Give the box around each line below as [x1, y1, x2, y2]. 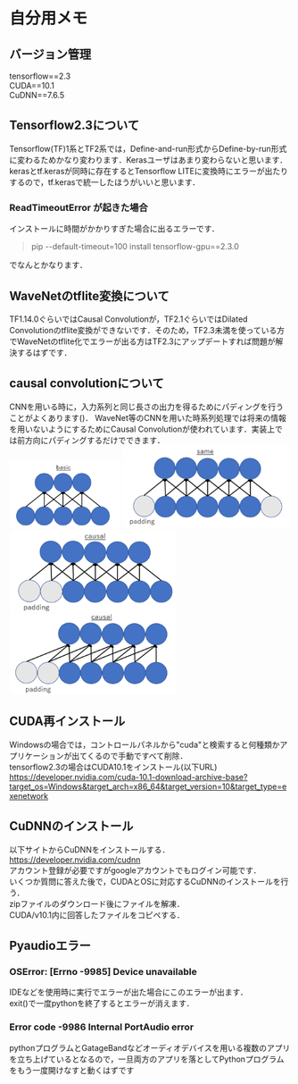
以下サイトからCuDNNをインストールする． [9, 844, 170, 854]
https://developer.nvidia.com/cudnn [9, 854, 141, 865]
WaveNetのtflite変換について [9, 288, 170, 304]
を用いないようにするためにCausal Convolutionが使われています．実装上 [9, 424, 276, 434]
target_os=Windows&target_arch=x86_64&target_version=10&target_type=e [9, 781, 287, 792]
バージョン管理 [9, 46, 92, 62]
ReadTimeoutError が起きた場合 [9, 201, 149, 214]
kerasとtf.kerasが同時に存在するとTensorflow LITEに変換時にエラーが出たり [9, 165, 288, 176]
